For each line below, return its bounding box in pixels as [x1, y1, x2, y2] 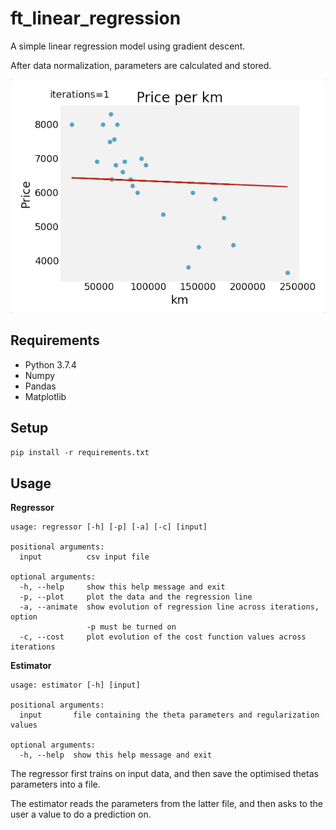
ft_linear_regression [10, 7, 182, 30]
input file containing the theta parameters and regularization [19, 710, 320, 721]
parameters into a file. [10, 778, 101, 791]
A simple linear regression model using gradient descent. [10, 40, 246, 52]
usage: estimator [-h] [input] [10, 680, 141, 691]
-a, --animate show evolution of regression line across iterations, [19, 602, 320, 612]
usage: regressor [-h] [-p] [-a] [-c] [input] [10, 522, 208, 532]
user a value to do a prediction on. [10, 808, 152, 821]
